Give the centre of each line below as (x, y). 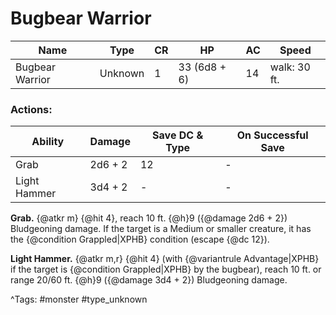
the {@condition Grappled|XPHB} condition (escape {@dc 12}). (140, 239)
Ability (48, 142)
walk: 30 (290, 67)
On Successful (272, 135)
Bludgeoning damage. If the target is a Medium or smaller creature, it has (161, 229)
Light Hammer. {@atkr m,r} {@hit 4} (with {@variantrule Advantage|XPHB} (165, 259)
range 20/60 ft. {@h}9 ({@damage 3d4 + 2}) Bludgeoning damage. (149, 280)
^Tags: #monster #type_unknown (79, 299)
